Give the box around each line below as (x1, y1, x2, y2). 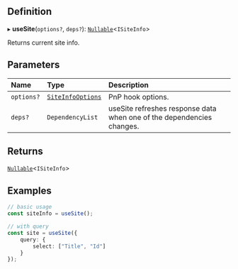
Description (108, 79, 149, 89)
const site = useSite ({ (7, 229, 78, 236)
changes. (108, 121, 140, 131)
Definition (7, 6, 52, 18)
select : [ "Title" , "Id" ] (33, 243, 106, 250)
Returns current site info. (7, 38, 80, 47)
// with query (7, 223, 50, 230)
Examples (7, 185, 52, 197)
